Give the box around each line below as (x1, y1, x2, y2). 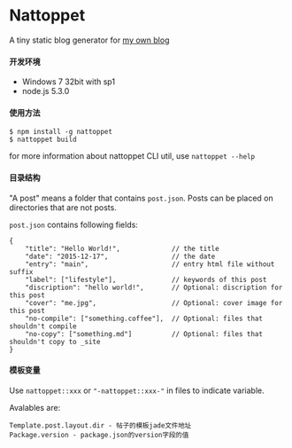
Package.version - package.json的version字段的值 (9, 430, 189, 439)
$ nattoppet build (9, 135, 77, 145)
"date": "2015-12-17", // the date (25, 252, 216, 261)
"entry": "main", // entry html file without (25, 259, 275, 269)
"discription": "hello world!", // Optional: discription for (25, 283, 283, 292)
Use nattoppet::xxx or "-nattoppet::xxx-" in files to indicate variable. (9, 385, 265, 396)
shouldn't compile (9, 321, 77, 331)
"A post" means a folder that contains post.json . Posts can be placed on (9, 193, 274, 203)
